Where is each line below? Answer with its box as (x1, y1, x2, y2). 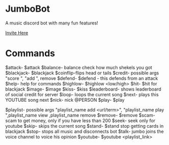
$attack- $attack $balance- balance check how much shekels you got (5, 64, 153, 70)
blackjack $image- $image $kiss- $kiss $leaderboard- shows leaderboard (5, 86, 161, 92)
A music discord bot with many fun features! (5, 20, 98, 26)
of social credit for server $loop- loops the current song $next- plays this (5, 91, 159, 97)
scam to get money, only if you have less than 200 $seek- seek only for (5, 118, 156, 124)
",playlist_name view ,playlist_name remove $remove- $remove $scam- (5, 112, 155, 118)
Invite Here (5, 30, 29, 36)
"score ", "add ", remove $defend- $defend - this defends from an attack (5, 75, 158, 81)
